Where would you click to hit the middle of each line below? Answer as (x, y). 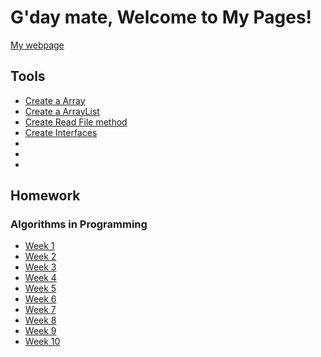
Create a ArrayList (62, 111)
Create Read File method (76, 122)
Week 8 (40, 320)
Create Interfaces (61, 132)
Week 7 (40, 310)
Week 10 (42, 342)
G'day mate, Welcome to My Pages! (161, 17)
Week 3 (40, 267)
